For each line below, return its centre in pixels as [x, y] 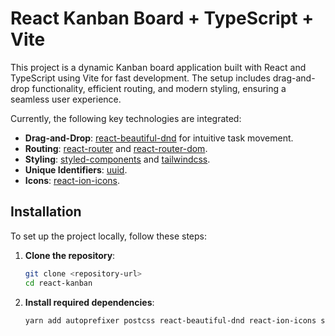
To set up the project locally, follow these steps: [109, 236]
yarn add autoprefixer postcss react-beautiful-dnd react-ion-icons [170, 320]
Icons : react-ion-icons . [72, 180]
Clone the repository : [70, 255]
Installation [46, 212]
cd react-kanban [58, 283]
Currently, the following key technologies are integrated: [126, 118]
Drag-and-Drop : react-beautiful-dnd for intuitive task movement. [159, 138]
